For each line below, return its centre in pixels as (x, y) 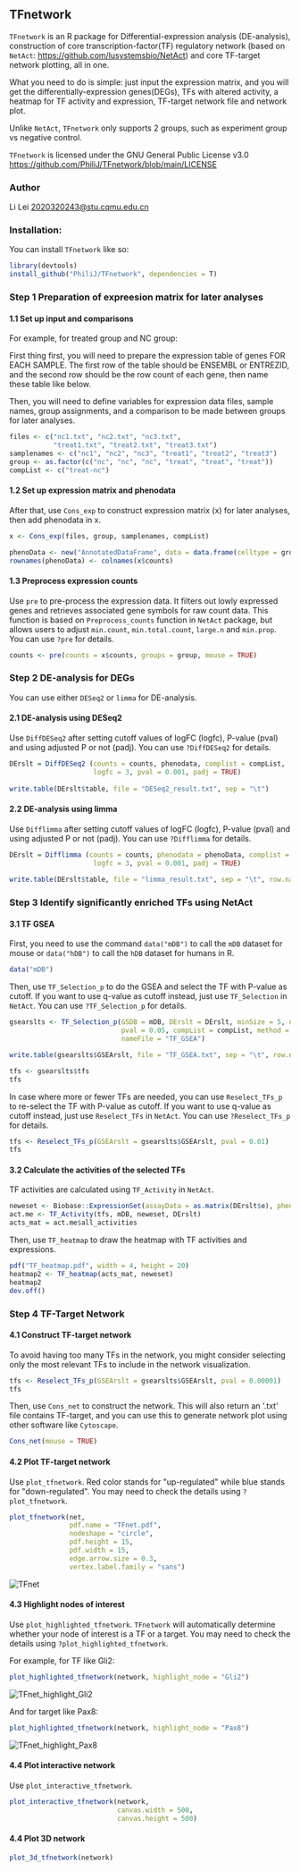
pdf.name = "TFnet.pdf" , (116, 1525)
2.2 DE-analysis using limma (63, 809)
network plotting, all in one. (59, 64)
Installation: (36, 230)
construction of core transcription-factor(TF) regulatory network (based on (147, 46)
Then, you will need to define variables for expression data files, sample (142, 402)
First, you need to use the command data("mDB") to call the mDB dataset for (146, 944)
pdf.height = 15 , (101, 1542)
